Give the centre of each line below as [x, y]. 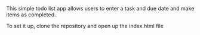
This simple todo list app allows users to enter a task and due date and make [100, 8]
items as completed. [31, 15]
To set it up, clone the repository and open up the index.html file [85, 26]
